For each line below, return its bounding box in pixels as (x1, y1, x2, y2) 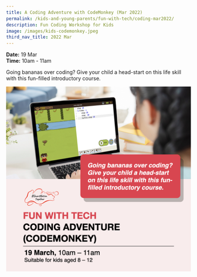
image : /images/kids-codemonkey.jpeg (6, 28, 98, 34)
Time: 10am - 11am (6, 58, 52, 65)
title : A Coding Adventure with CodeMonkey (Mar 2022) (6, 9, 143, 15)
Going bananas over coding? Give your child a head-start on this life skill (6, 69, 182, 76)
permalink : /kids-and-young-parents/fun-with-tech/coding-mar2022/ (6, 15, 175, 22)
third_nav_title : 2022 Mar (6, 34, 72, 40)
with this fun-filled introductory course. (6, 75, 101, 82)
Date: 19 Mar (6, 51, 38, 58)
